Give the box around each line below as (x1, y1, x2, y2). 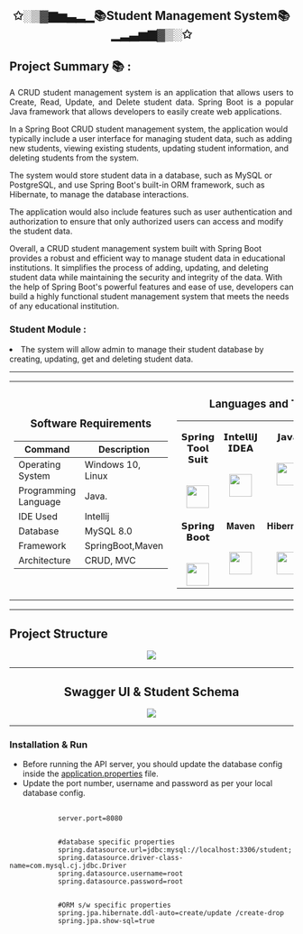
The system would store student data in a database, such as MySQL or (9, 170, 272, 181)
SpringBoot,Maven (84, 539, 164, 552)
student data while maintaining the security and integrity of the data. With (9, 272, 283, 283)
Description (97, 443, 151, 455)
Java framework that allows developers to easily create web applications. (9, 106, 282, 117)
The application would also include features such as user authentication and (9, 206, 293, 217)
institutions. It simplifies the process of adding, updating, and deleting (9, 262, 269, 273)
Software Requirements (30, 417, 151, 431)
